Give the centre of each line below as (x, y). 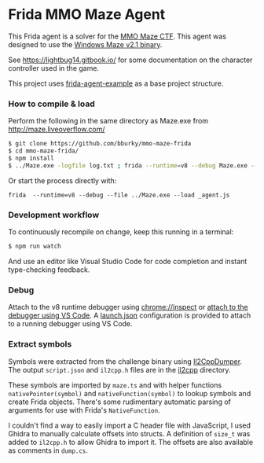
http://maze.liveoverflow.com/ (57, 129)
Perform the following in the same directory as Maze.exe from (108, 121)
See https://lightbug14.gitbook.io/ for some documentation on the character (130, 60)
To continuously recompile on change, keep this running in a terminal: (121, 232)
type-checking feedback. (49, 270)
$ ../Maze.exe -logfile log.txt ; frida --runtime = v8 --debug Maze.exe (128, 165)
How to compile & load (52, 104)
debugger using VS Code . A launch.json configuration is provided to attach (130, 315)
